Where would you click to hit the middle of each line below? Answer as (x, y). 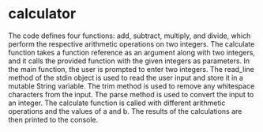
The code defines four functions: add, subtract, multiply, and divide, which (130, 36)
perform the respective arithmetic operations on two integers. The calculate (131, 43)
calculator (42, 14)
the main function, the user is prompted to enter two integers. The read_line (131, 69)
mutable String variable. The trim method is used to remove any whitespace (131, 86)
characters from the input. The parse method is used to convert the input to (131, 94)
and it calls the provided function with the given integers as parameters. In (129, 61)
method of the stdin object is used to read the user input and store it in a (126, 77)
